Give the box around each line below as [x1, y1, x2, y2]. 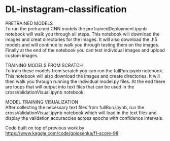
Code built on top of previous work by [5, 125, 85, 131]
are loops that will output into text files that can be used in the [5, 83, 134, 89]
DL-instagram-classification [5, 4, 127, 15]
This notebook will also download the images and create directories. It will [5, 73, 160, 79]
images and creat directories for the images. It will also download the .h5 [5, 36, 157, 42]
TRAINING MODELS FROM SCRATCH [5, 62, 83, 68]
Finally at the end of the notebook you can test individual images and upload [5, 47, 165, 53]
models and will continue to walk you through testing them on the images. [5, 41, 160, 48]
